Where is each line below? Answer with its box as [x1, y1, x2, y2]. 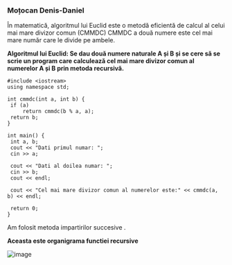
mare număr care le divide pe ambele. [7, 36, 116, 44]
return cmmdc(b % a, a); [22, 108, 95, 115]
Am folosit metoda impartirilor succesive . [7, 223, 126, 232]
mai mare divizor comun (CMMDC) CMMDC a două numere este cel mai [7, 28, 213, 37]
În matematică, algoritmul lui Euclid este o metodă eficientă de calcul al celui [7, 22, 225, 30]
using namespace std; [7, 84, 70, 91]
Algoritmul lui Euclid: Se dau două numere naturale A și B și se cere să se [7, 49, 220, 58]
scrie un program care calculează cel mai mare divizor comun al [7, 57, 195, 65]
